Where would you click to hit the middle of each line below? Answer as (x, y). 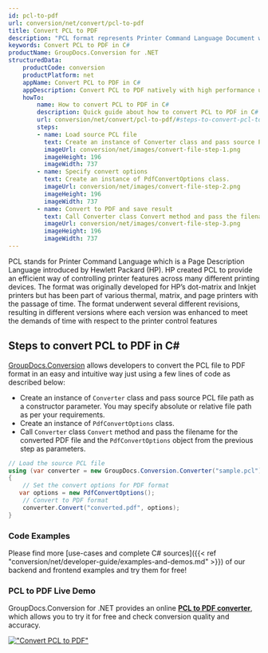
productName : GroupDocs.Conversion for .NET (83, 53)
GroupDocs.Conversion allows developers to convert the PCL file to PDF (127, 365)
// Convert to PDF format (66, 500)
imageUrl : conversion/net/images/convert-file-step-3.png (142, 224)
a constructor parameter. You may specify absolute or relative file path (136, 406)
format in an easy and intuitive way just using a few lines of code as (120, 373)
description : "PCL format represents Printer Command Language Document (132, 38)
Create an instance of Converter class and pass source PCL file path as (137, 397)
